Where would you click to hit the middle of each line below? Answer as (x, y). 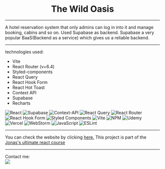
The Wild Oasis (82, 9)
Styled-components (32, 72)
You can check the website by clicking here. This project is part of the (76, 137)
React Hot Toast (28, 87)
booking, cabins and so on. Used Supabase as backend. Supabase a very (80, 32)
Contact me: (18, 156)
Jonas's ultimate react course (35, 142)
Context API (24, 92)
